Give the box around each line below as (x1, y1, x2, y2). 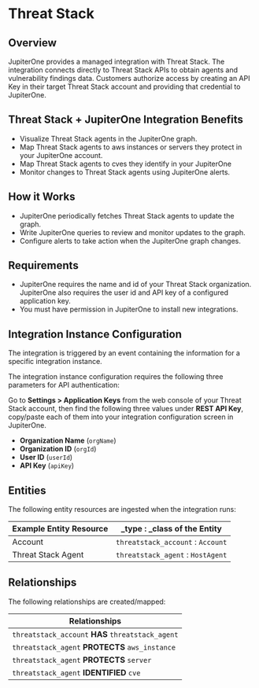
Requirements (8, 259, 79, 272)
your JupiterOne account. (19, 150, 103, 160)
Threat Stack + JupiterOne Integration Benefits (8, 113, 244, 127)
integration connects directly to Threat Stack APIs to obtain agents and (8, 65, 239, 75)
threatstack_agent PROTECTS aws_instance (12, 642, 176, 653)
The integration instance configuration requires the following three (8, 372, 224, 381)
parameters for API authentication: (8, 381, 120, 390)
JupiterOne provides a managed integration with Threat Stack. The (8, 57, 225, 66)
